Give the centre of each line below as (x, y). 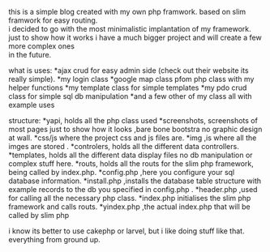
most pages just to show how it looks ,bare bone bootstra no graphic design (135, 129)
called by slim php (39, 215)
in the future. (30, 55)
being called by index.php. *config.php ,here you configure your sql (122, 172)
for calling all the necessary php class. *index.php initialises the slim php (130, 198)
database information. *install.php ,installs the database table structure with (135, 181)
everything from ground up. (55, 239)
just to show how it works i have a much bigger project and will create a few (135, 37)
